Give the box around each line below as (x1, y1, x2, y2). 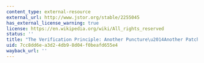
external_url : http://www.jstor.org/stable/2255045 (6, 14, 140, 20)
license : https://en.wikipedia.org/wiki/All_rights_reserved (6, 25, 165, 32)
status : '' (6, 31, 34, 37)
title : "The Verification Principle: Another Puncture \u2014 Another (6, 37, 183, 43)
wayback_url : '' (6, 48, 47, 54)
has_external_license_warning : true (6, 20, 99, 26)
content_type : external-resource (6, 8, 91, 15)
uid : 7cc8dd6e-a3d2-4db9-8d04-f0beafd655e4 (6, 43, 118, 49)
